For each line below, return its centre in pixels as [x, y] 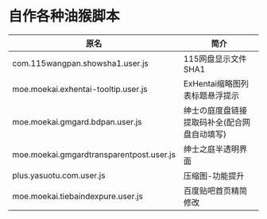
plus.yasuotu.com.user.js [59, 175]
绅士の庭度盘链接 [215, 110]
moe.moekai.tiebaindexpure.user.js [77, 196]
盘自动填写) [205, 134]
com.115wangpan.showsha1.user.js [80, 63]
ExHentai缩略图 [212, 83]
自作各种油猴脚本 [64, 16]
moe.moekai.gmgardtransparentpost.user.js [94, 154]
